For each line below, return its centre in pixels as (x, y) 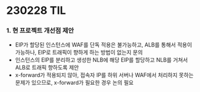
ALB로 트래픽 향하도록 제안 (47, 68)
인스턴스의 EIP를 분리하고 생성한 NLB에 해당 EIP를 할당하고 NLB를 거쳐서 (101, 60)
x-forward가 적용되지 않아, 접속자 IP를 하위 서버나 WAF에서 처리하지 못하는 (104, 75)
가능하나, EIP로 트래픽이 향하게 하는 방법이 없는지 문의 (79, 53)
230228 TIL (36, 11)
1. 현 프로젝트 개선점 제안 (40, 31)
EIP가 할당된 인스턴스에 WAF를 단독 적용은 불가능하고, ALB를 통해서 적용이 (103, 45)
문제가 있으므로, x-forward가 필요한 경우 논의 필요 (74, 83)
